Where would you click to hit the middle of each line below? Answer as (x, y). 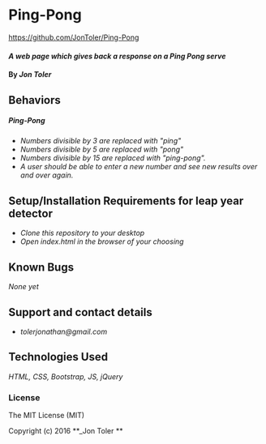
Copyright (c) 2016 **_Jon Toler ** (66, 431)
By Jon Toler (30, 75)
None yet (24, 287)
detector (31, 213)
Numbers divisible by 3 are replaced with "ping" (101, 141)
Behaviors (34, 100)
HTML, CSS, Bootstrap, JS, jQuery (66, 376)
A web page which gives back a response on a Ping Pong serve (117, 56)
